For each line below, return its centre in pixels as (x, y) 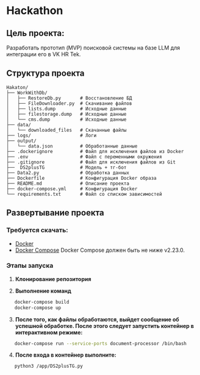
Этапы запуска (30, 266)
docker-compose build (42, 302)
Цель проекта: (36, 33)
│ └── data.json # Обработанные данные (72, 146)
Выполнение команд (43, 291)
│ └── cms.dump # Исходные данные (66, 120)
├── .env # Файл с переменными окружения (84, 157)
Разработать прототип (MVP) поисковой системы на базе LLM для (93, 48)
